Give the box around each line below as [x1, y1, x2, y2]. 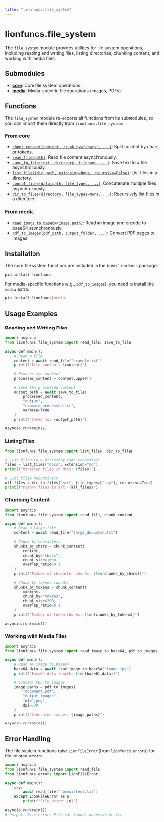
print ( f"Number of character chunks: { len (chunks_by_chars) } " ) [14, 571, 147, 576]
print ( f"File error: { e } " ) [23, 799, 78, 804]
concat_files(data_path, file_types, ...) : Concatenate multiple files [12, 180, 156, 186]
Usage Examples [5, 309, 58, 318]
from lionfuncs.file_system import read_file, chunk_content [5, 512, 133, 517]
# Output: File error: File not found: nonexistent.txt [5, 812, 122, 817]
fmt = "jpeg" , [23, 698, 48, 703]
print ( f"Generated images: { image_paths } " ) [14, 712, 105, 717]
